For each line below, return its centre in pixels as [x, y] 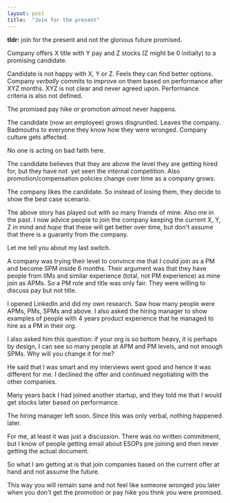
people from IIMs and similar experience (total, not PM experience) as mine [114, 276]
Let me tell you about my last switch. [59, 247]
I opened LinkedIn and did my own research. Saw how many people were [111, 303]
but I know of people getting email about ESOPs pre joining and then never [113, 443]
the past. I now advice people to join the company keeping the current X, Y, [114, 219]
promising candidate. [37, 60]
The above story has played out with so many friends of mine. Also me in [111, 212]
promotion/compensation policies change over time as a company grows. [111, 178]
